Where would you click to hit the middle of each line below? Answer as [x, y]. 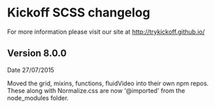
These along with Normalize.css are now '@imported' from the [96, 90]
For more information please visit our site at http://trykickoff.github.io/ [106, 32]
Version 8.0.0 [37, 53]
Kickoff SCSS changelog [79, 13]
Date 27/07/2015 [31, 69]
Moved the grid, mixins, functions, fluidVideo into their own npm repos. [108, 83]
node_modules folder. [38, 98]
